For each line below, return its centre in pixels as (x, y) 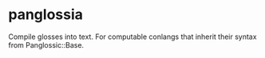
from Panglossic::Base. (46, 44)
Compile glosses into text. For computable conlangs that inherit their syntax (132, 37)
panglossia (46, 15)
